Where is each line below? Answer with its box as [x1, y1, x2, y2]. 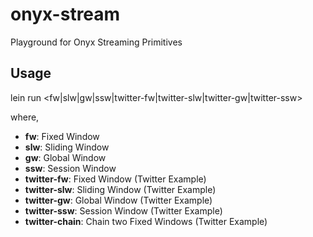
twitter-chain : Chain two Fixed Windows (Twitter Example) [24, 215, 268, 227]
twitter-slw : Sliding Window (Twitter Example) [24, 183, 217, 195]
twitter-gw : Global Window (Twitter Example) [24, 194, 213, 206]
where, [10, 111, 40, 123]
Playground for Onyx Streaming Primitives [10, 36, 183, 48]
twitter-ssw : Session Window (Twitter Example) [24, 204, 223, 217]
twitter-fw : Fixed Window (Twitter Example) [24, 173, 207, 185]
